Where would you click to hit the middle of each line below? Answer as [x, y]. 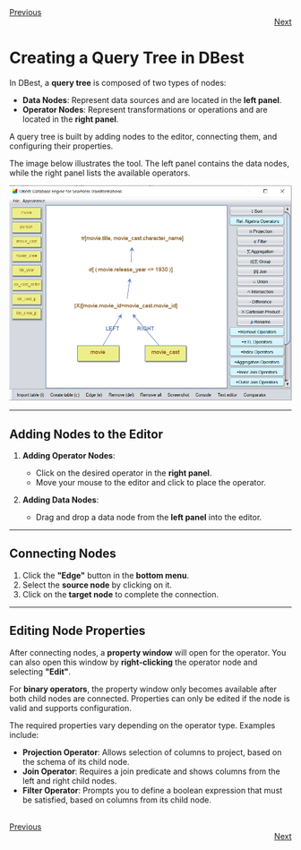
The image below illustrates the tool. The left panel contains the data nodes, [149, 163]
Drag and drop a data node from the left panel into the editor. [149, 518]
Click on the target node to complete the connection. [120, 594]
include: [24, 734]
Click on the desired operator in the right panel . [124, 473]
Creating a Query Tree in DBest [127, 58]
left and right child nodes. [69, 780]
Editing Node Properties [77, 631]
